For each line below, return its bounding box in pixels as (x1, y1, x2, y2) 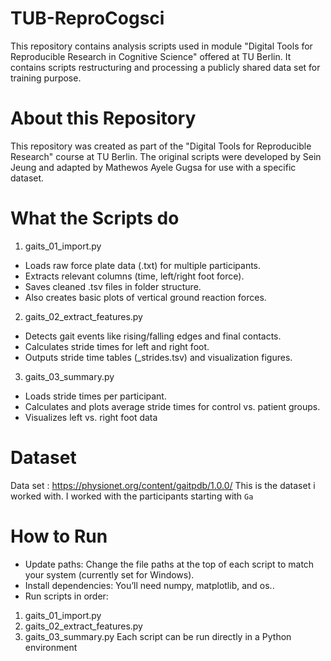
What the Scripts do (10, 207, 180, 230)
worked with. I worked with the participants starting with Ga (10, 490, 254, 502)
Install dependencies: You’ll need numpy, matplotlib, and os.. (24, 579, 275, 591)
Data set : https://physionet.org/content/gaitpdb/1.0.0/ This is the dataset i (10, 479, 316, 491)
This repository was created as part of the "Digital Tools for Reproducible (10, 140, 312, 152)
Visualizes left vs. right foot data (24, 411, 158, 423)
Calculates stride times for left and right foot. (24, 340, 210, 352)
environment (24, 641, 78, 653)
